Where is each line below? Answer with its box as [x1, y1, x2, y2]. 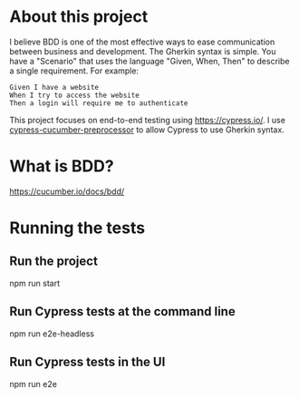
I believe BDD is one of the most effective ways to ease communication [9, 36, 275, 47]
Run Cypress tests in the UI [9, 354, 166, 370]
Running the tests [9, 218, 146, 238]
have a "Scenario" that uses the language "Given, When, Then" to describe [9, 55, 290, 66]
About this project [9, 6, 149, 27]
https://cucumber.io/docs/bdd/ [9, 186, 125, 197]
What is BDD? [9, 156, 115, 177]
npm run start [9, 277, 61, 288]
